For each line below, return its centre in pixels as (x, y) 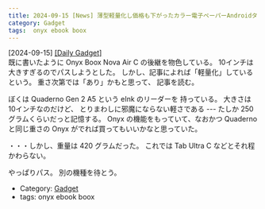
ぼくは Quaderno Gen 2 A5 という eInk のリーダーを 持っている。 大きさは (130, 99)
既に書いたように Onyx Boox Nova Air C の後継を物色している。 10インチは (131, 62)
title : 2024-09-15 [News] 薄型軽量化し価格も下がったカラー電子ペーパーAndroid (130, 15)
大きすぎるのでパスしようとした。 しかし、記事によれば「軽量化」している (131, 72)
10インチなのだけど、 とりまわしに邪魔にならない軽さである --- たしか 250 (131, 109)
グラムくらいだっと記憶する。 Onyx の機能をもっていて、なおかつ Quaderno (133, 119)
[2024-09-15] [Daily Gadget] (55, 53)
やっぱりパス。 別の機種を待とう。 (65, 172)
